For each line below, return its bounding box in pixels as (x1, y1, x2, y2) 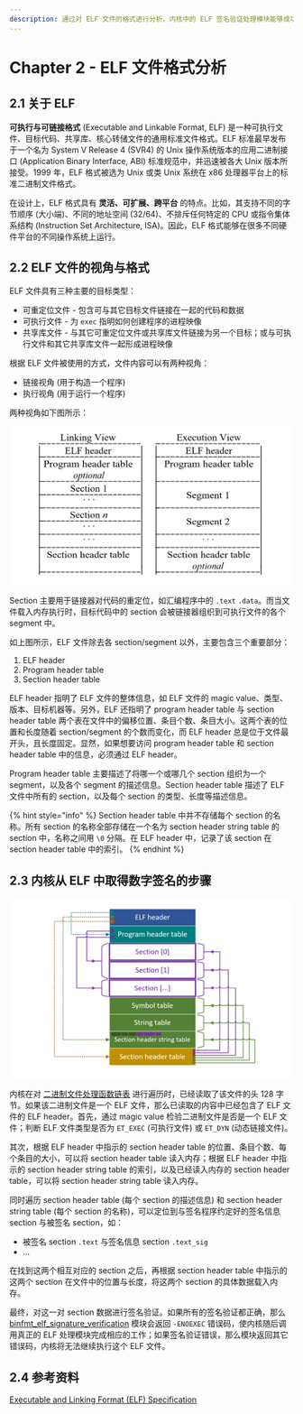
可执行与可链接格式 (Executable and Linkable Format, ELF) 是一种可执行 (9, 122, 276, 133)
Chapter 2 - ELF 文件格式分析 (9, 57, 227, 78)
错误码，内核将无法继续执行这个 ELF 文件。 (9, 1341, 170, 1352)
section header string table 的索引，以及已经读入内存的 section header (26, 1164, 290, 1175)
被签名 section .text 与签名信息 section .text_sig (22, 1236, 209, 1247)
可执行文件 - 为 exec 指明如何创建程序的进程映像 (22, 316, 202, 327)
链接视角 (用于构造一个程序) (22, 377, 126, 388)
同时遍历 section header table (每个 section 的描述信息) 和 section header (9, 1195, 282, 1206)
